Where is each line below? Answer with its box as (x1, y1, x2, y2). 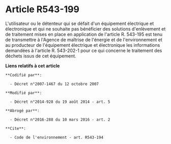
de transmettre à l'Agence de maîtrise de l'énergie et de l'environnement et (5, 37, 162, 43)
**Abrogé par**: (5, 108, 40, 113)
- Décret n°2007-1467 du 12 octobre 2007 (10, 81, 99, 87)
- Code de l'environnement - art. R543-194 (10, 135, 103, 140)
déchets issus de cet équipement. (5, 52, 76, 59)
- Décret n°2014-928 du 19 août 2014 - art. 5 (10, 99, 110, 104)
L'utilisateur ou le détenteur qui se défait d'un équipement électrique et (5, 20, 154, 26)
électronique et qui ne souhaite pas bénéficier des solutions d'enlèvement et (5, 25, 166, 32)
